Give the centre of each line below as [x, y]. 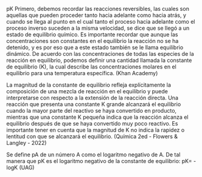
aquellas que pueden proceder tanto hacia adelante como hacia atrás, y [96, 15]
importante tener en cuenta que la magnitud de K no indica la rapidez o [96, 130]
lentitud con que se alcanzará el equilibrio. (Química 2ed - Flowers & [92, 136]
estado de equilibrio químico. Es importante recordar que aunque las [92, 35]
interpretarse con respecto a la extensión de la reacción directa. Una [92, 98]
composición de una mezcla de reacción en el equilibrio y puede [87, 91]
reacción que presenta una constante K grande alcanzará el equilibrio [94, 104]
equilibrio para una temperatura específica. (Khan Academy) [82, 73]
